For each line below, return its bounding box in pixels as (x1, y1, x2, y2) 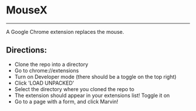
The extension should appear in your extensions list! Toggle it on (14, 92, 170, 99)
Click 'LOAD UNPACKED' (14, 79, 75, 86)
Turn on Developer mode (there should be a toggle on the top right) (14, 73, 177, 80)
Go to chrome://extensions (14, 67, 79, 74)
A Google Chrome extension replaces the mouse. (6, 28, 124, 35)
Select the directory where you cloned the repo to (14, 85, 135, 92)
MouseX (6, 4, 48, 17)
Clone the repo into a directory (14, 61, 89, 68)
